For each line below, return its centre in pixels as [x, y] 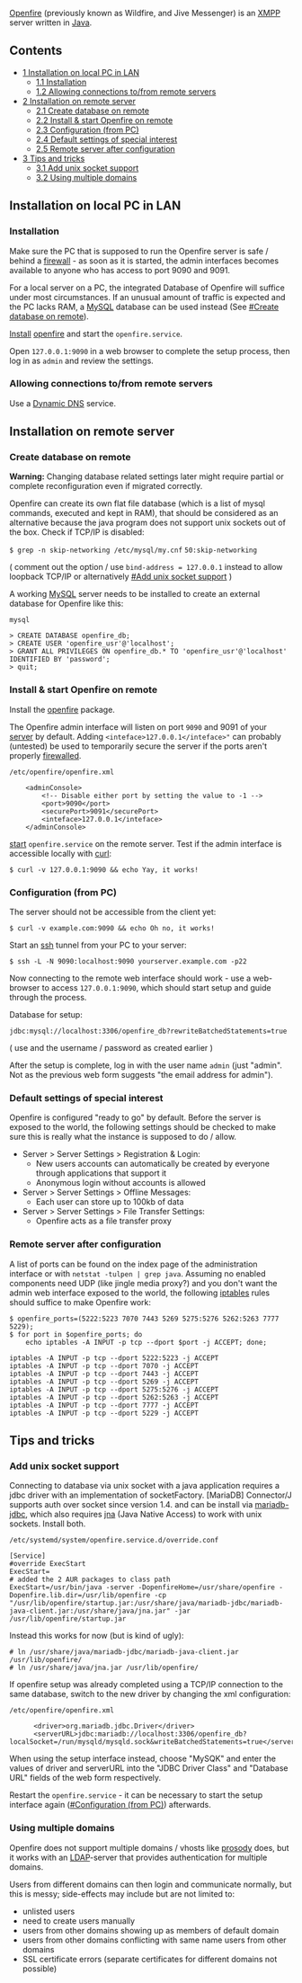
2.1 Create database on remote [93, 111]
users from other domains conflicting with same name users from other [154, 1940]
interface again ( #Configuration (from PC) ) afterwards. [110, 1805]
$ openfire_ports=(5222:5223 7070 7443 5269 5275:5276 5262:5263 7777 [144, 1319]
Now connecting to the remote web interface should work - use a [130, 978]
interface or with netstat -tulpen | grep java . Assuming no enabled [138, 1273]
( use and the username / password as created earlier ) [111, 1048]
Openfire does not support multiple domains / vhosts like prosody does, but [149, 1847]
